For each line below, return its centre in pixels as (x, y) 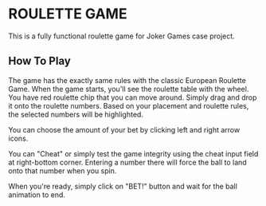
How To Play (40, 61)
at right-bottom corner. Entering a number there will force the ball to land (127, 162)
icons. (18, 138)
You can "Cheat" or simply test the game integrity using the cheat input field (133, 153)
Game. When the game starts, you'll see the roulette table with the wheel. (129, 89)
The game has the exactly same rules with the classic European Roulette (127, 80)
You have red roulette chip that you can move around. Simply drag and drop (133, 97)
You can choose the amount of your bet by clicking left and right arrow (124, 129)
